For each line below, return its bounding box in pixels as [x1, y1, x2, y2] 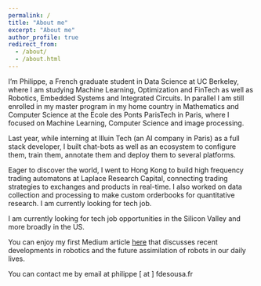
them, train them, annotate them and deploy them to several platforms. [8, 150, 237, 159]
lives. [8, 254, 25, 263]
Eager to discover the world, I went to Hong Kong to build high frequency [8, 165, 245, 175]
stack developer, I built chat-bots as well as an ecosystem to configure [8, 142, 237, 151]
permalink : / [8, 11, 51, 20]
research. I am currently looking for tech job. [8, 198, 152, 208]
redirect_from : [8, 41, 58, 49]
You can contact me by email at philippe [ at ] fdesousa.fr [8, 269, 194, 278]
